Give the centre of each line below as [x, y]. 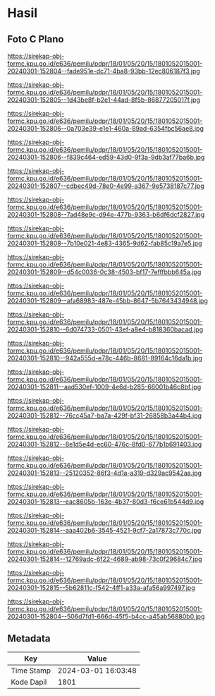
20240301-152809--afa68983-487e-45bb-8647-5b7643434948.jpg [107, 301]
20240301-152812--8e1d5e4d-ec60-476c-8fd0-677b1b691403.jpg [105, 444]
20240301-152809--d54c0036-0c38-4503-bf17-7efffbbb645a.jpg [104, 272]
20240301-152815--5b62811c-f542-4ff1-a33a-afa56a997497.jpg [101, 588]
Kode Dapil [29, 682]
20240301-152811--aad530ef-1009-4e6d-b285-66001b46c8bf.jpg [104, 387]
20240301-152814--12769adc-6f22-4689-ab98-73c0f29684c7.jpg [105, 559]
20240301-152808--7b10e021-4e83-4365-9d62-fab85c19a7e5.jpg [105, 243]
